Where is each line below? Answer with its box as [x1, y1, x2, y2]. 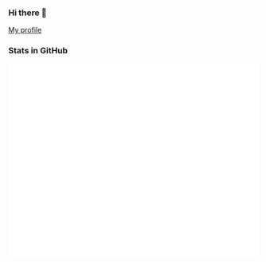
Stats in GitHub [8, 45, 68, 57]
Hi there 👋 [8, 7, 48, 18]
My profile [8, 25, 42, 35]
